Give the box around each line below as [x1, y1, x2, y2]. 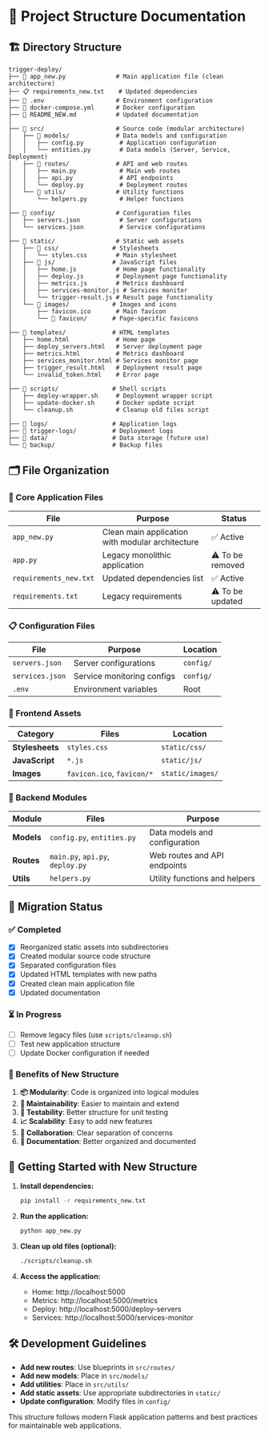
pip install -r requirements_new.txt [19, 1197, 147, 1205]
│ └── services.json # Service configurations [8, 223, 206, 231]
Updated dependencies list [102, 572, 204, 583]
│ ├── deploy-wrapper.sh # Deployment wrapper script [8, 392, 214, 400]
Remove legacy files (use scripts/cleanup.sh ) [19, 1030, 172, 1040]
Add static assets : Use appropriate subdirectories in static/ [19, 1387, 221, 1397]
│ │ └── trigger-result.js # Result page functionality [8, 293, 214, 301]
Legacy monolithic [102, 549, 172, 561]
